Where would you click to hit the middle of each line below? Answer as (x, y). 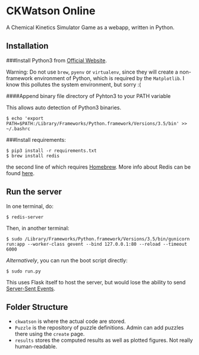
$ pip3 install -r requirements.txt (51, 150)
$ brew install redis (33, 156)
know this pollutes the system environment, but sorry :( (74, 84)
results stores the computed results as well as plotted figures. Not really (104, 340)
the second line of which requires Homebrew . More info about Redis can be (99, 167)
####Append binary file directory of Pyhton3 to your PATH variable (89, 96)
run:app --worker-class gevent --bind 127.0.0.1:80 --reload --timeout (97, 244)
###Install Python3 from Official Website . (56, 60)
